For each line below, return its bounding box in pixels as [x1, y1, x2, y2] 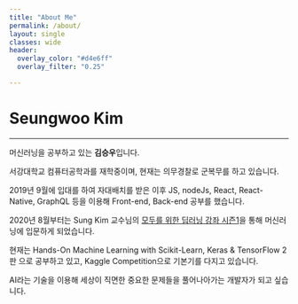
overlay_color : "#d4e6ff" [17, 54, 114, 63]
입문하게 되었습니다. [25, 225, 95, 236]
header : [9, 46, 38, 55]
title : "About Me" [9, 12, 77, 22]
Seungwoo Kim [9, 108, 124, 129]
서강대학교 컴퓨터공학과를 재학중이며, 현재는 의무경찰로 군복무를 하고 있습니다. [9, 166, 279, 176]
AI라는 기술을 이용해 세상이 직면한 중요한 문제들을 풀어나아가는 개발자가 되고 [9, 274, 272, 285]
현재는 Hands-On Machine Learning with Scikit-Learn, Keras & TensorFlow [9, 245, 280, 255]
